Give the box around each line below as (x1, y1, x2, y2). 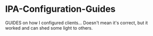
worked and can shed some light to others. (5, 25, 93, 31)
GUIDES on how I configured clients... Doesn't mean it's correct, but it (5, 20, 148, 26)
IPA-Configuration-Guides (5, 3, 116, 15)
